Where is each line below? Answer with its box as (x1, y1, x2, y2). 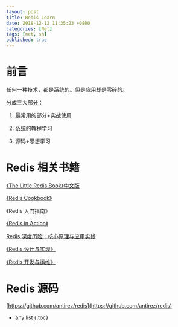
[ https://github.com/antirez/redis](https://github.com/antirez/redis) (6, 302, 173, 309)
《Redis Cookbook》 (6, 194, 52, 201)
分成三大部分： (6, 99, 43, 106)
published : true (6, 37, 47, 43)
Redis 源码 (6, 282, 59, 296)
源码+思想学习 (14, 137, 51, 144)
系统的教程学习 (14, 125, 52, 132)
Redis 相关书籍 (6, 161, 80, 175)
